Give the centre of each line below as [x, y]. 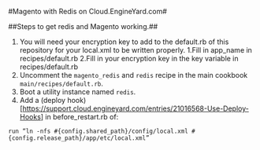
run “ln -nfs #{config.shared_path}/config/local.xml [98, 131]
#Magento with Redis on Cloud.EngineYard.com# [88, 11]
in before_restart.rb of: [82, 117]
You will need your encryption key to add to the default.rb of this [124, 42]
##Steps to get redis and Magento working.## [83, 26]
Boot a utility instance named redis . [78, 92]
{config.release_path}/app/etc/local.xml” [79, 138]
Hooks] [32, 117]
